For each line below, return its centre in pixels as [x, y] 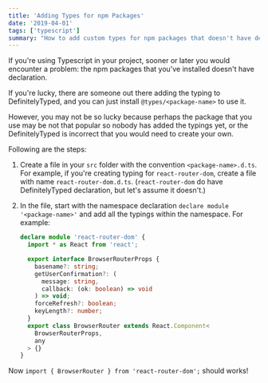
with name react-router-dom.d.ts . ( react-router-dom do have [121, 182]
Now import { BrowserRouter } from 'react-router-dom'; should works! [128, 371]
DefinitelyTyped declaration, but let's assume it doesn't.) [112, 190]
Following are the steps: [47, 149]
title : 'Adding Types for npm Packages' [77, 16]
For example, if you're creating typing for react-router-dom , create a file [138, 173]
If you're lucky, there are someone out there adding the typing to [114, 93]
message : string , [70, 281]
